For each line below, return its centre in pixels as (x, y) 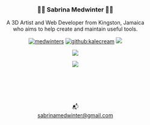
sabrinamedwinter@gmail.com (75, 115)
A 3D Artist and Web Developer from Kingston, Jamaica (75, 23)
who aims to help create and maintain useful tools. (75, 29)
